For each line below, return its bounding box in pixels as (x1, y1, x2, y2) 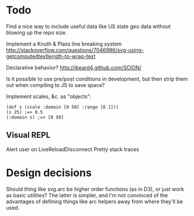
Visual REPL (6, 130, 51, 140)
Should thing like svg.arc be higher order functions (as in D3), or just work (6, 185, 184, 193)
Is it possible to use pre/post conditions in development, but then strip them (6, 75, 188, 82)
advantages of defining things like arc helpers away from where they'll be (6, 198, 183, 205)
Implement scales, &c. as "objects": (6, 93, 92, 100)
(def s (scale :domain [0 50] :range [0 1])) (6, 104, 119, 110)
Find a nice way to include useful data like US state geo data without (6, 23, 171, 30)
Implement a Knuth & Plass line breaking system (6, 40, 122, 47)
